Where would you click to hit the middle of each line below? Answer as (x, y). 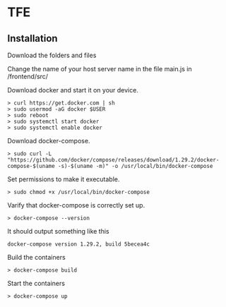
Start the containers (36, 283)
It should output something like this (58, 231)
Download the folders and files (52, 55)
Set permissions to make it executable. (64, 179)
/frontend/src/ (28, 76)
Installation (32, 38)
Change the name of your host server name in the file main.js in (100, 69)
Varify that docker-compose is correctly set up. (76, 205)
